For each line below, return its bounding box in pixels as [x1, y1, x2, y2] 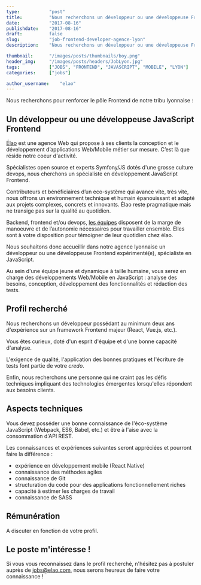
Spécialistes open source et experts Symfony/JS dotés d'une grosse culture [6, 164, 193, 171]
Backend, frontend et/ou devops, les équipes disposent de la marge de [6, 219, 181, 226]
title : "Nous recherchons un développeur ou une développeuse [6, 14, 188, 20]
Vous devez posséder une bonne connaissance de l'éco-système [6, 420, 167, 427]
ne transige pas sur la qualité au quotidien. [6, 207, 111, 214]
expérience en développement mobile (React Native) [14, 462, 145, 469]
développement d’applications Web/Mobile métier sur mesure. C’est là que [6, 146, 190, 153]
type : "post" [6, 8, 66, 15]
